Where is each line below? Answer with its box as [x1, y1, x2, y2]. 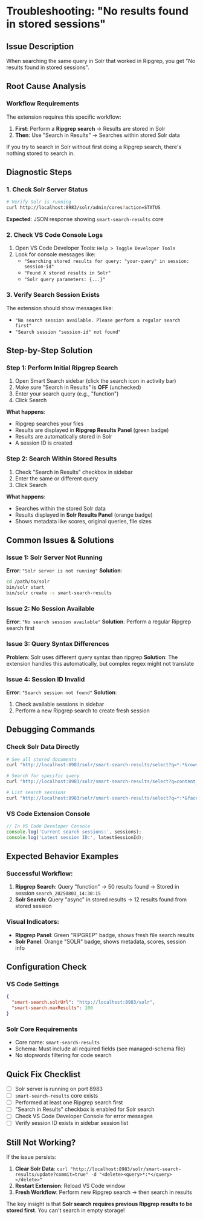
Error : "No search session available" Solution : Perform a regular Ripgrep [6, 618, 192, 625]
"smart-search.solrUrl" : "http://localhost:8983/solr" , [11, 1000, 155, 1006]
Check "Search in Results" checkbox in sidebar [14, 468, 133, 476]
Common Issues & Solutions [6, 535, 114, 546]
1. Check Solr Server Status [6, 185, 88, 193]
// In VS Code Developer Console [6, 823, 91, 829]
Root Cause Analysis [6, 81, 86, 91]
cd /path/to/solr [6, 579, 50, 585]
